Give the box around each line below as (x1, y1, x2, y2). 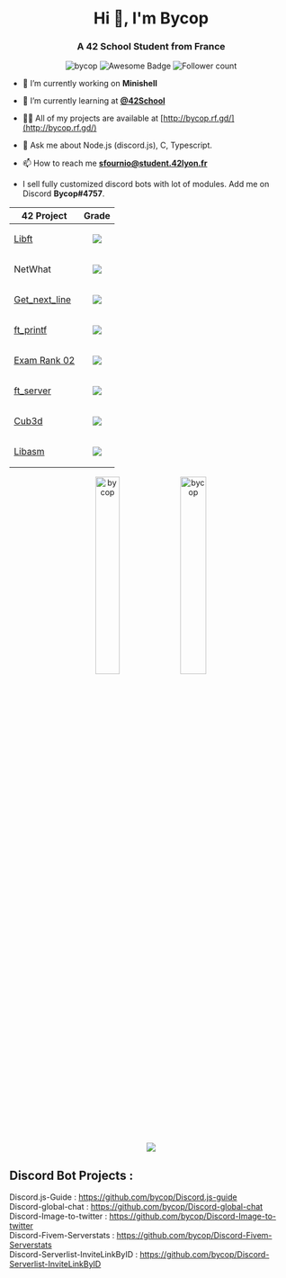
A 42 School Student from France (76, 40, 226, 53)
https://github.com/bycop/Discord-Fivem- (116, 1230, 273, 1241)
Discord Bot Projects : (9, 1167, 133, 1183)
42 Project (21, 210, 67, 222)
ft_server (13, 384, 51, 397)
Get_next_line (13, 293, 72, 306)
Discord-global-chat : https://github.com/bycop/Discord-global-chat (9, 1201, 264, 1212)
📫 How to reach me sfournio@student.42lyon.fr (22, 157, 208, 169)
